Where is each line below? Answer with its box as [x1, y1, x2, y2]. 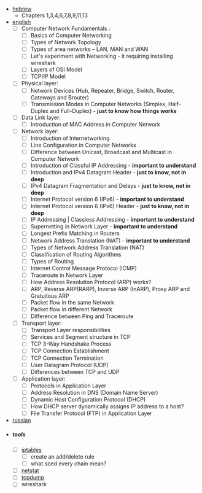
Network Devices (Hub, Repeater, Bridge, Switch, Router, [30, 87, 175, 94]
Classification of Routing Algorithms [30, 250, 122, 258]
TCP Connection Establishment [30, 347, 109, 355]
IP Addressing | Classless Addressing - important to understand [30, 216, 195, 223]
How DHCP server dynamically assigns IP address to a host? [30, 402, 184, 410]
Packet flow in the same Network [30, 299, 115, 306]
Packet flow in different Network [30, 306, 112, 313]
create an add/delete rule [30, 453, 95, 460]
